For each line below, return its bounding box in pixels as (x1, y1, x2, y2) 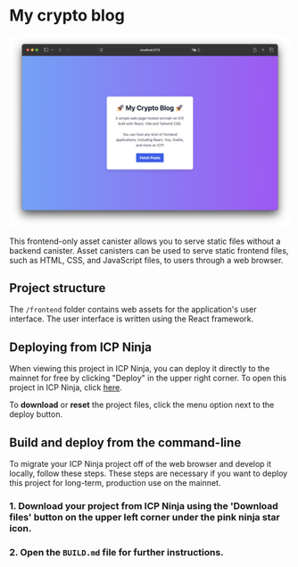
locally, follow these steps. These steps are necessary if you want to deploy (9, 468, 288, 479)
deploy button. (9, 409, 63, 420)
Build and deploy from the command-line (9, 435, 242, 450)
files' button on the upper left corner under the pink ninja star (9, 511, 280, 523)
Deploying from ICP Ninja (9, 339, 152, 354)
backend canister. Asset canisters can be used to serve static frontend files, (9, 245, 289, 255)
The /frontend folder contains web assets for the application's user (9, 304, 257, 315)
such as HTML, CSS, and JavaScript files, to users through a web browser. (9, 254, 284, 265)
